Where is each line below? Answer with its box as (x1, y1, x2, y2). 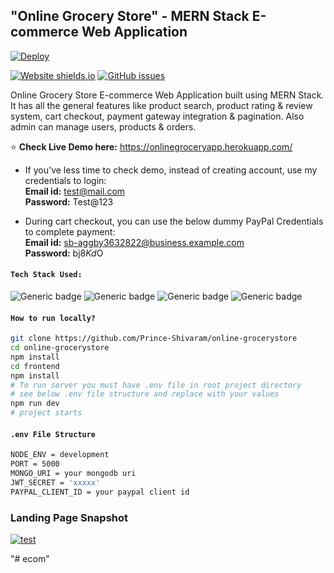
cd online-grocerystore (10, 343, 110, 353)
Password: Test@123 (24, 195, 114, 208)
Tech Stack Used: (10, 270, 83, 280)
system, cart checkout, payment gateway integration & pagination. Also (10, 110, 305, 122)
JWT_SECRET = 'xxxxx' (10, 477, 101, 488)
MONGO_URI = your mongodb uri (10, 469, 137, 479)
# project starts (10, 408, 83, 418)
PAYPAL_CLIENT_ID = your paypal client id (10, 487, 190, 497)
